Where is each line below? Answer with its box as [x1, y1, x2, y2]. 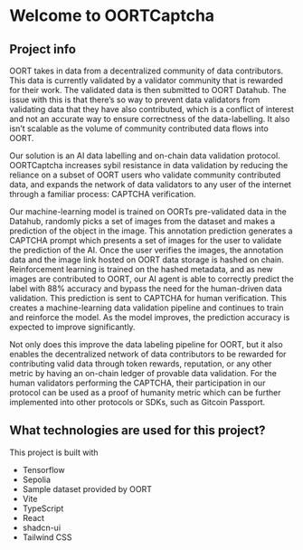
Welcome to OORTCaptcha [9, 5, 215, 26]
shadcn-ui [22, 522, 62, 533]
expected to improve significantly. [9, 322, 136, 332]
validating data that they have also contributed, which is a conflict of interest [9, 104, 294, 114]
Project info [9, 42, 77, 57]
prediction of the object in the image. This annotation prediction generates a [9, 225, 293, 236]
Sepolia [22, 474, 52, 485]
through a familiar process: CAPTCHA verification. [9, 189, 196, 199]
